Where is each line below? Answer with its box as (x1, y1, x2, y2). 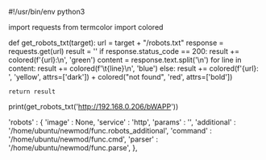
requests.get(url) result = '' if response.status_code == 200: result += (8, 47, 240, 55)
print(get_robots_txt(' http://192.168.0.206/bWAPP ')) (8, 102, 179, 111)
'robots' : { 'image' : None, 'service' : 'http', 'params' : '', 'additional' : (8, 117, 236, 127)
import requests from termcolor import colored (8, 23, 164, 31)
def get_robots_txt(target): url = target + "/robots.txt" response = (8, 38, 224, 47)
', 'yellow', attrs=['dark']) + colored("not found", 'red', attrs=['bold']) (8, 72, 233, 81)
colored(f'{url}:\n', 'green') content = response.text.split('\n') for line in (8, 55, 242, 64)
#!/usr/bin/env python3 (8, 7, 85, 16)
